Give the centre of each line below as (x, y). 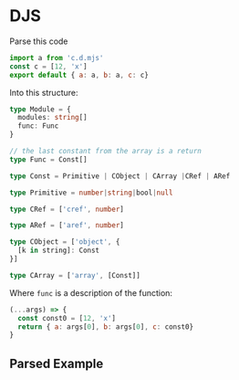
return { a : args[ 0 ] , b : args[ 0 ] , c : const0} (106, 327)
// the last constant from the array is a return (106, 152)
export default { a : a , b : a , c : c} (79, 75)
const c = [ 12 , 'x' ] (49, 66)
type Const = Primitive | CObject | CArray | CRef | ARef (120, 176)
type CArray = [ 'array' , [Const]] (75, 275)
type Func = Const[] (49, 159)
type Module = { (40, 109)
